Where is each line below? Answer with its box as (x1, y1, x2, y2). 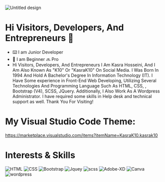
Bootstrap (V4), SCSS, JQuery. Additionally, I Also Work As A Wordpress (12, 88, 160, 94)
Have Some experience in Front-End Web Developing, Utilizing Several (12, 77, 157, 84)
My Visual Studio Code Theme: (5, 116, 136, 127)
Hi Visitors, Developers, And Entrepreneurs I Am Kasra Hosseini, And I (12, 62, 155, 68)
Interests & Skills (5, 150, 75, 161)
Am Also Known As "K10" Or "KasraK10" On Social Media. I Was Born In (12, 67, 159, 73)
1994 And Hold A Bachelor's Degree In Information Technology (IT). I (12, 72, 153, 78)
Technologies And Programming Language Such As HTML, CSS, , (12, 83, 147, 89)
